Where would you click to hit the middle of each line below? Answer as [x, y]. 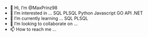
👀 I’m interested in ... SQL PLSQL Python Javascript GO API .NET [76, 13]
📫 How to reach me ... [33, 29]
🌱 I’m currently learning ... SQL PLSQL [49, 18]
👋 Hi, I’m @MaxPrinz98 [33, 8]
